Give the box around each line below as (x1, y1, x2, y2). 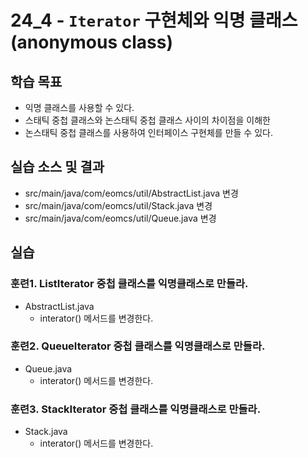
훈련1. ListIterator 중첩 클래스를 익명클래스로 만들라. (10, 277, 249, 291)
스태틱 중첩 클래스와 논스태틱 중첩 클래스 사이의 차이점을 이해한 (24, 114, 271, 126)
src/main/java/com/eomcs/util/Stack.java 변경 (24, 199, 213, 211)
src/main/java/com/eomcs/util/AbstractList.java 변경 (24, 187, 239, 199)
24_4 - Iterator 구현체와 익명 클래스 (10, 9, 298, 32)
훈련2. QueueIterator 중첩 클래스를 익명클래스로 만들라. (10, 339, 266, 353)
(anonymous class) (10, 31, 173, 54)
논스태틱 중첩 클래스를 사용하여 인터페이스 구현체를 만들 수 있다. (24, 127, 273, 138)
